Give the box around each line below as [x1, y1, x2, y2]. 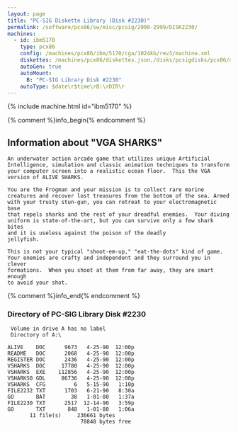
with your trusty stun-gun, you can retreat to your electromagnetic [7, 199, 217, 206]
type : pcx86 [20, 43, 55, 50]
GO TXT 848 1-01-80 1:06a [7, 406, 135, 413]
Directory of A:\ [10, 331, 62, 339]
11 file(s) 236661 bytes [29, 412, 115, 419]
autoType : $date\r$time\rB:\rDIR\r [20, 83, 125, 90]
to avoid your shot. [7, 279, 69, 287]
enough [7, 273, 27, 280]
